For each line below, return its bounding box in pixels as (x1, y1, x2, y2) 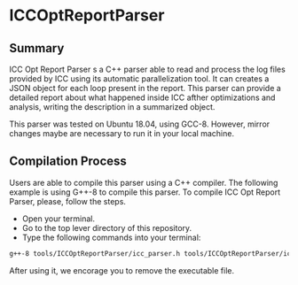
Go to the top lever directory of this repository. (21, 222, 192, 233)
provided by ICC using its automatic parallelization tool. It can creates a (9, 73, 270, 84)
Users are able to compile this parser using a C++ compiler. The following (9, 177, 278, 188)
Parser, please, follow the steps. (9, 196, 127, 206)
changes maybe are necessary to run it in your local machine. (9, 128, 235, 138)
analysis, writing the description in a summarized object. (9, 102, 216, 112)
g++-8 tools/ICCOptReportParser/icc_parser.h (9, 249, 180, 258)
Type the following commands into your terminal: (21, 232, 201, 243)
